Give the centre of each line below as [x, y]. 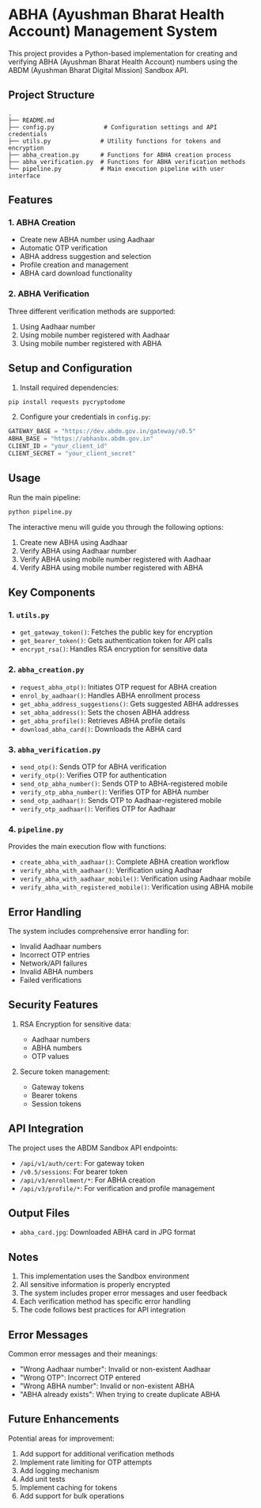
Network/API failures [53, 963]
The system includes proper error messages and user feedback [123, 1293]
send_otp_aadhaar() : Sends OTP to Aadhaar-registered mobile [121, 800]
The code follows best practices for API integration [102, 1310]
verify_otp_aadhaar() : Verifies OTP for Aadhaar [98, 809]
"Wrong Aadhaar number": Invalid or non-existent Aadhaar [115, 1369]
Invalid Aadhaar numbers [61, 946]
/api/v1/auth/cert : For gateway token [82, 1163]
